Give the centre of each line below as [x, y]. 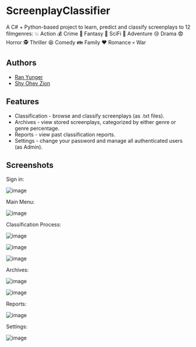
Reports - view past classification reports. [65, 134]
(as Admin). [28, 147]
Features [23, 102]
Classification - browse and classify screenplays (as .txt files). [90, 116]
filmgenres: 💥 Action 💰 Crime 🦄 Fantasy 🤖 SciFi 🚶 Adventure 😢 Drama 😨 [95, 33]
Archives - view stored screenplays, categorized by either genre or [95, 122]
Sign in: [15, 179]
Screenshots [30, 165]
